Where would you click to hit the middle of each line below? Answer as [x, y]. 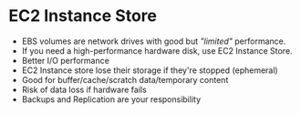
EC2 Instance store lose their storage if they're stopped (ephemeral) [150, 70]
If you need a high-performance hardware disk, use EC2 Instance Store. [157, 50]
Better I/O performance [66, 60]
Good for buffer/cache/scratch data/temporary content [125, 79]
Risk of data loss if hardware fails [84, 89]
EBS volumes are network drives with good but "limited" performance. [154, 41]
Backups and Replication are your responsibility [111, 99]
